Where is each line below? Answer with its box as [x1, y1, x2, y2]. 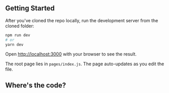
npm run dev [5, 32, 30, 37]
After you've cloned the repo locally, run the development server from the [5, 17, 158, 23]
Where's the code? [5, 81, 67, 89]
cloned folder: [5, 23, 34, 29]
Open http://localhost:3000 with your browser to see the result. [5, 51, 137, 57]
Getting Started [5, 4, 55, 13]
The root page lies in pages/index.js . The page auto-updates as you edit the [5, 61, 164, 67]
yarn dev [5, 42, 24, 47]
